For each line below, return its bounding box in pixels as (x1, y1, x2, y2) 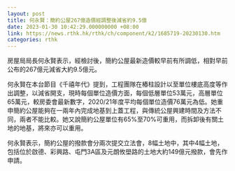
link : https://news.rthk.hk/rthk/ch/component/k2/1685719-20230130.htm (7, 29, 220, 37)
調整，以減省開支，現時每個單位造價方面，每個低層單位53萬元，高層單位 (13, 89, 223, 97)
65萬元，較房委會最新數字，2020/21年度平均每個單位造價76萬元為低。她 (7, 97, 218, 106)
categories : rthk (7, 36, 58, 43)
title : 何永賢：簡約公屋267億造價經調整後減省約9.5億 (7, 17, 148, 24)
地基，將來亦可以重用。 (19, 124, 87, 132)
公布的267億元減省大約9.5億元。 (7, 65, 101, 74)
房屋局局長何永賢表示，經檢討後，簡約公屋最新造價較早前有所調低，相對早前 (7, 57, 228, 65)
